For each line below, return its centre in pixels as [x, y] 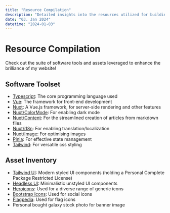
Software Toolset [33, 84]
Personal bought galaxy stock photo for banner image [69, 204]
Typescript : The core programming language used [65, 96]
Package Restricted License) [42, 178]
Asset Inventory [31, 160]
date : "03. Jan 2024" [28, 19]
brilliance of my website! [31, 68]
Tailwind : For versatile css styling [47, 145]
